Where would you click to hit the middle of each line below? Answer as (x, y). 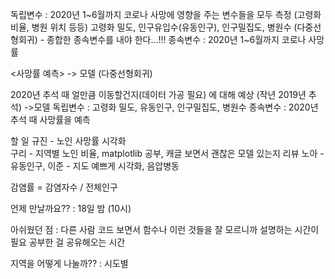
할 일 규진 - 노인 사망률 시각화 (68, 141)
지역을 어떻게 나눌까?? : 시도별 (69, 263)
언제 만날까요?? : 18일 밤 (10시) (71, 208)
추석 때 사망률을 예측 (50, 119)
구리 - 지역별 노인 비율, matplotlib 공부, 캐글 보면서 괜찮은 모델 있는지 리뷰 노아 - (167, 153)
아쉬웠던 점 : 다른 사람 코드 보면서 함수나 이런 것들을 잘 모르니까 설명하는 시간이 (165, 229)
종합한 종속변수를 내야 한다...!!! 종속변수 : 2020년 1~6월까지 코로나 (176, 39)
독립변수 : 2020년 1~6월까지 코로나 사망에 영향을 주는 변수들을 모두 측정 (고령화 (166, 14)
